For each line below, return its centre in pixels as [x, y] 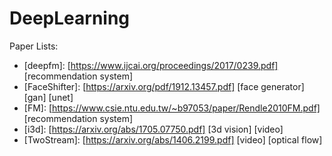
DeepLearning [70, 18]
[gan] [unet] [48, 97]
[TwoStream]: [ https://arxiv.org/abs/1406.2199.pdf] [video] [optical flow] [173, 139]
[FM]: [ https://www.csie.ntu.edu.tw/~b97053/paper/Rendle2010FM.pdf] [172, 108]
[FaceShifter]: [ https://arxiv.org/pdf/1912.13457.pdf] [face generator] [164, 86]
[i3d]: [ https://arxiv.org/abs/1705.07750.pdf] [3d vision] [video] [153, 129]
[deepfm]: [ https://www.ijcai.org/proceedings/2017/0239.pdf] [151, 65]
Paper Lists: [34, 46]
